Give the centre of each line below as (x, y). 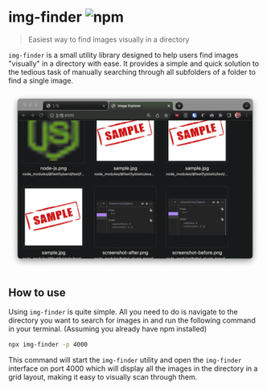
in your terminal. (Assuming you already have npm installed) (108, 329)
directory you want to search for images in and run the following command (132, 320)
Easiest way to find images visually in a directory (109, 39)
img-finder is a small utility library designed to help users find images (123, 55)
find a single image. (41, 80)
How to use (37, 292)
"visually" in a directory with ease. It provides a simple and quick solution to (134, 63)
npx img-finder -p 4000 (48, 345)
